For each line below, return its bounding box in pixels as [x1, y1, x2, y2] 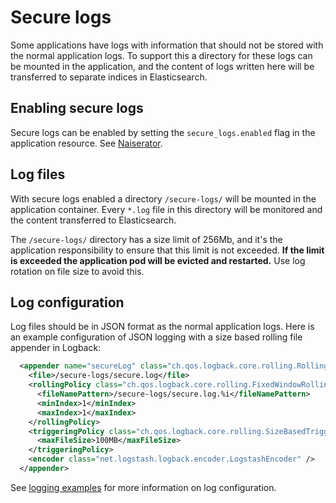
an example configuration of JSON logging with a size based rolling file [10, 331, 303, 343]
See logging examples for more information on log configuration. [10, 481, 277, 493]
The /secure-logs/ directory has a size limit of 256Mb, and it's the [10, 233, 283, 245]
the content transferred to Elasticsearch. [10, 214, 177, 226]
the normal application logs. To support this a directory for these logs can [10, 49, 313, 61]
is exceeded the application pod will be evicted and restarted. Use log [10, 254, 306, 266]
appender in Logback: [10, 342, 102, 354]
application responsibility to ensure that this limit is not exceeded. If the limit [10, 244, 325, 256]
